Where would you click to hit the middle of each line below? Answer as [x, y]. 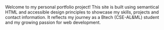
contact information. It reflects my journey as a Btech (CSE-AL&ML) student [82, 17]
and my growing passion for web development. [53, 22]
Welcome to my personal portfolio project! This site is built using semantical [82, 7]
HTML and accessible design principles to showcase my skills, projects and [82, 12]
